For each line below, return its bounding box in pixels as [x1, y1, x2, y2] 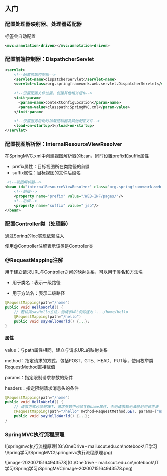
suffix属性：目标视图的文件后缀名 [12, 170, 81, 176]
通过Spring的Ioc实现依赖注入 [5, 233, 65, 238]
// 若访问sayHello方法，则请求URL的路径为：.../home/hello [14, 309, 128, 314]
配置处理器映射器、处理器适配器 [5, 21, 82, 28]
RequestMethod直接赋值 [5, 364, 56, 370]
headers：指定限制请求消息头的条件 [5, 385, 79, 391]
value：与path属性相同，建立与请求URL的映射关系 [5, 347, 108, 353]
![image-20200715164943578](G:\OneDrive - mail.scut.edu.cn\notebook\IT [5, 460, 159, 466]
